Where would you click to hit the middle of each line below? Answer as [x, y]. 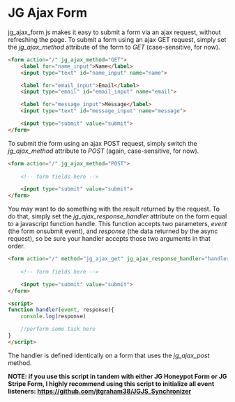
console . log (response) [53, 317]
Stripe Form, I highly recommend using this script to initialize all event [111, 384]
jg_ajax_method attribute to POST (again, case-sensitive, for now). [104, 151]
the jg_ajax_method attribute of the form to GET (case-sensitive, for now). [114, 47]
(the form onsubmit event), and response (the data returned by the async [113, 231]
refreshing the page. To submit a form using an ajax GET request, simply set [117, 39]
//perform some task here [58, 329]
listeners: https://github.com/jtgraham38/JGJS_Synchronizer [99, 391]
